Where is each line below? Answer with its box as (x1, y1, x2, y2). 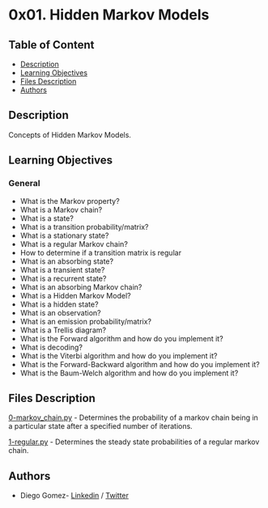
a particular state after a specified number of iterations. (8, 421, 193, 431)
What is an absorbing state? (19, 256, 114, 266)
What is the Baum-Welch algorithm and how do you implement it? (19, 368, 239, 378)
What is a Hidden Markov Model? (19, 290, 131, 300)
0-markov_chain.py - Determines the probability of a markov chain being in (8, 413, 259, 422)
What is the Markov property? (19, 196, 120, 205)
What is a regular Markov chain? (19, 239, 128, 248)
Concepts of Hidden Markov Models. (8, 129, 132, 139)
